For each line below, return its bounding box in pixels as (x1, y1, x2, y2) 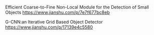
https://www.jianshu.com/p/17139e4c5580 (5, 24, 93, 30)
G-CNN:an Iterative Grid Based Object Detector (5, 19, 103, 25)
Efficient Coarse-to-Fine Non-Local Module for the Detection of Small (5, 4, 149, 10)
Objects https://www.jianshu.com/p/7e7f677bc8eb (5, 9, 110, 15)
